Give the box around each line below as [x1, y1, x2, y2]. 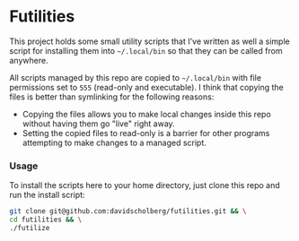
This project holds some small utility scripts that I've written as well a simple [9, 36, 290, 47]
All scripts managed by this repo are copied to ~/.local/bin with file [9, 72, 262, 82]
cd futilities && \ [9, 215, 83, 225]
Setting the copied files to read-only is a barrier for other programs [22, 127, 270, 138]
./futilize [9, 223, 50, 232]
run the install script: [9, 190, 85, 201]
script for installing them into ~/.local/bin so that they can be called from [9, 45, 283, 56]
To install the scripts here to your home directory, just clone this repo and [9, 180, 280, 191]
